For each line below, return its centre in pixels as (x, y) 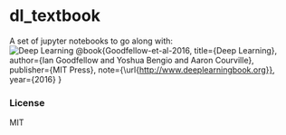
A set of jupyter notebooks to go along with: (91, 41)
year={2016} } (35, 79)
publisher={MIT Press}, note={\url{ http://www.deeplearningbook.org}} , (143, 70)
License (27, 102)
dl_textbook (55, 16)
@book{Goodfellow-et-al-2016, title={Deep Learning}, (176, 50)
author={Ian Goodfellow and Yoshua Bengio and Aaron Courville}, (132, 60)
